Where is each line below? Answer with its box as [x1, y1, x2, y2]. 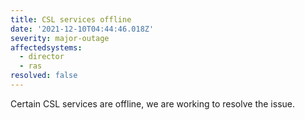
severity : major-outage [10, 33, 110, 43]
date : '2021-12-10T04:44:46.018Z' [10, 24, 155, 34]
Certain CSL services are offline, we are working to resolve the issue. [10, 97, 296, 110]
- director [19, 52, 65, 62]
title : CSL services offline [10, 14, 132, 25]
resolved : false [10, 71, 78, 81]
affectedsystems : [10, 42, 83, 53]
